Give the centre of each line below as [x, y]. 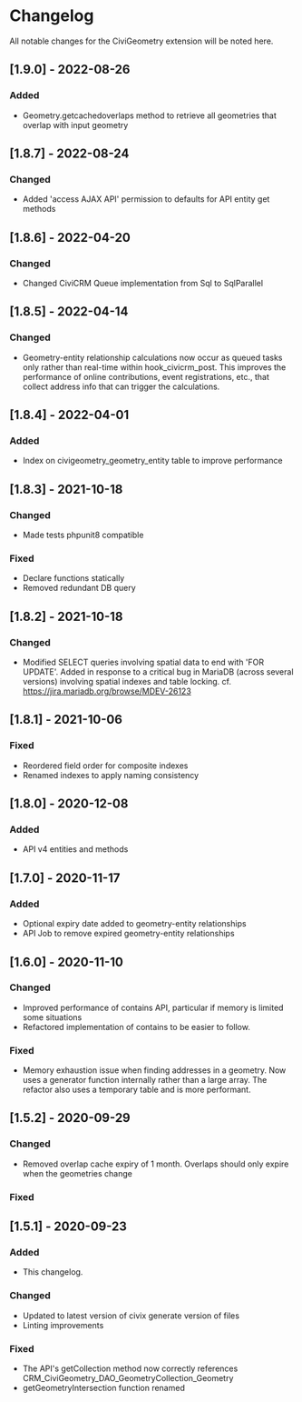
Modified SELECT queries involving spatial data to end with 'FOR [143, 662]
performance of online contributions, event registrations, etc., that [146, 376]
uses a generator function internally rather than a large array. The [145, 1080]
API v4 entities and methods [75, 849]
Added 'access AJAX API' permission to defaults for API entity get [146, 199]
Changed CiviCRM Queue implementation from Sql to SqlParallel [143, 283]
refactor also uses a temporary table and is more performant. [136, 1090]
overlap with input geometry [75, 125]
